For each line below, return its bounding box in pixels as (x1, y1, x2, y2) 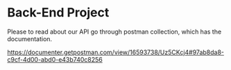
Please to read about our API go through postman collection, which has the (7, 27, 222, 36)
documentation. (7, 34, 53, 43)
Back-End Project (7, 5, 110, 21)
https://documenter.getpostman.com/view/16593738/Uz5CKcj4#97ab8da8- (7, 48, 224, 56)
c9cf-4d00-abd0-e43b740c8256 (7, 55, 103, 63)
